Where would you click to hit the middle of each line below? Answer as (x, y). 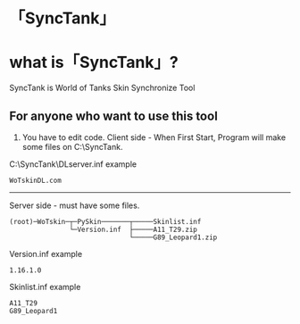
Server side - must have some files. (75, 205)
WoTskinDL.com (36, 180)
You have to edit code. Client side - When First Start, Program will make (154, 137)
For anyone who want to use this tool (114, 116)
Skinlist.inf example (45, 287)
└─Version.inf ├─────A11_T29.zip (133, 229)
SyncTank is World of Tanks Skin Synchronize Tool (102, 88)
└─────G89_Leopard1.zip (173, 237)
